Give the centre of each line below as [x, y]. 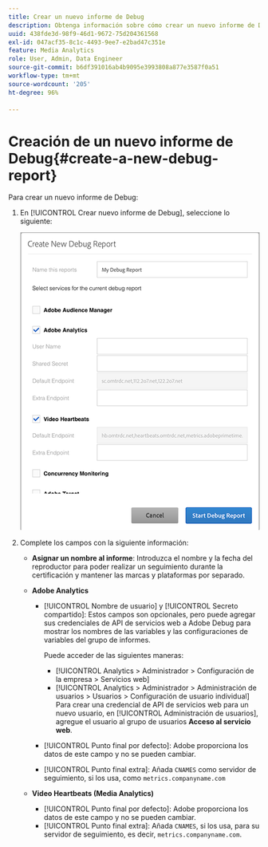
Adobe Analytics [60, 591]
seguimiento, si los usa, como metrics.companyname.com [134, 778]
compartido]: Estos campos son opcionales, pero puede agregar [150, 615]
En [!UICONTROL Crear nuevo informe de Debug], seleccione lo [124, 213]
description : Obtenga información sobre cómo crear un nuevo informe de [132, 25]
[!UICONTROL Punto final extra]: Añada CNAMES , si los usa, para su [152, 826]
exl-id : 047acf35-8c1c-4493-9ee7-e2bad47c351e [87, 42]
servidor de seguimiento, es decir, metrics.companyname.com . [142, 834]
